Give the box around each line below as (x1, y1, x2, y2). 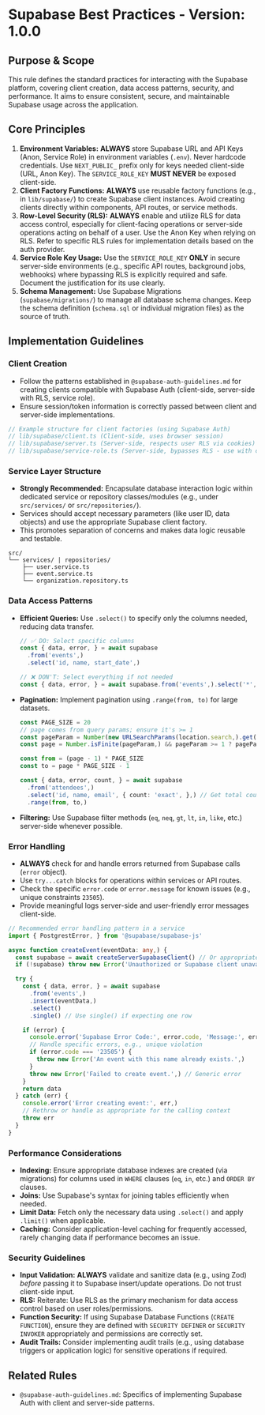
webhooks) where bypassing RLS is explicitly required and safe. (19, 269, 228, 279)
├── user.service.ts (22, 563, 90, 571)
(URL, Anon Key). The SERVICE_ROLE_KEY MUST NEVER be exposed (19, 168, 237, 179)
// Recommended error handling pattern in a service (8, 924, 185, 932)
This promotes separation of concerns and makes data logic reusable (19, 525, 246, 535)
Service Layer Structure (8, 465, 102, 476)
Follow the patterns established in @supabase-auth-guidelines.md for (19, 376, 242, 386)
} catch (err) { (15, 1092, 69, 1100)
